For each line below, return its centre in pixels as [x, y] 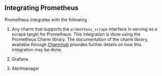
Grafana [20, 59]
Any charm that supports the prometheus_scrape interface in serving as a [84, 29]
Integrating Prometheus [41, 8]
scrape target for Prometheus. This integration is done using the [76, 34]
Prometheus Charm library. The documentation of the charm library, [80, 39]
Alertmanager [25, 68]
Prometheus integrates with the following [46, 19]
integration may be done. [37, 49]
